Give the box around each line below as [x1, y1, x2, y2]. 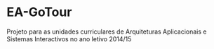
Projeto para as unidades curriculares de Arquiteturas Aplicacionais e [6, 27, 207, 36]
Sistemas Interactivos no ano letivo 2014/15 [6, 34, 132, 43]
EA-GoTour [6, 4, 72, 20]
